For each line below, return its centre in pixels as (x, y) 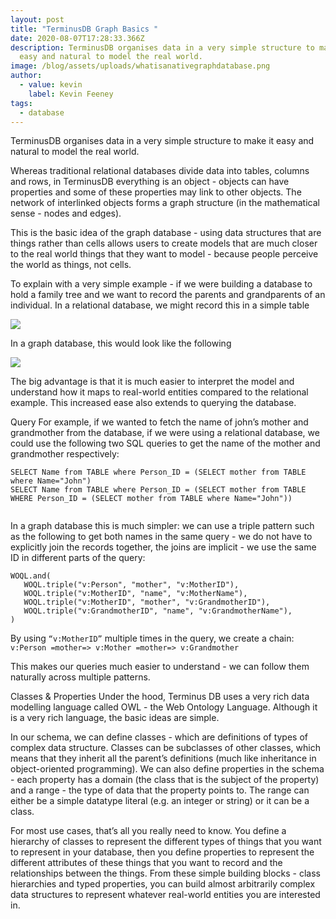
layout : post (37, 19)
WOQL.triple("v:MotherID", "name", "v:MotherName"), (135, 594)
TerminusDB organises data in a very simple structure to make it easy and (162, 141)
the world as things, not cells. (71, 265)
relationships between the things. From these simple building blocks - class (165, 873)
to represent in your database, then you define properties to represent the (162, 852)
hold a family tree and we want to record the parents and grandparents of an (168, 295)
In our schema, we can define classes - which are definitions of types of (159, 737)
